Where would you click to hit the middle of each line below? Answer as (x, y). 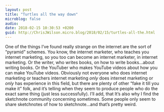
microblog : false (23, 19)
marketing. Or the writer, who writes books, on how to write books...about (80, 62)
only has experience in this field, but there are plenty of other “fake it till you (82, 83)
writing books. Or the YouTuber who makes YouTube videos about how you (81, 68)
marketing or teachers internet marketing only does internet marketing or (79, 78)
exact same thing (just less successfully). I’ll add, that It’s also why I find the (82, 94)
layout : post (18, 10)
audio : (12, 23)
